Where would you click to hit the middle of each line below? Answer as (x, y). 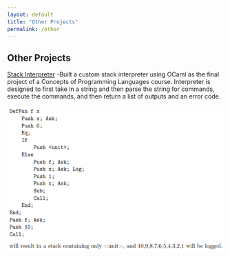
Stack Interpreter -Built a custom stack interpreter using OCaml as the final (113, 74)
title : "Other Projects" (43, 22)
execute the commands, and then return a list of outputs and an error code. (114, 96)
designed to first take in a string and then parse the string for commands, (111, 89)
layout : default (30, 14)
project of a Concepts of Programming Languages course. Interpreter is (109, 82)
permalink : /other (33, 29)
